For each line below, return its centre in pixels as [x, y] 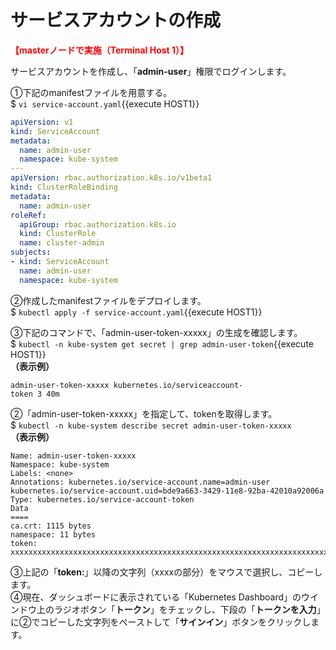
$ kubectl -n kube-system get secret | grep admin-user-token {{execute [162, 343]
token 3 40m [35, 394]
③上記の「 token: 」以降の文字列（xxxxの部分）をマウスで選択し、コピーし [166, 572]
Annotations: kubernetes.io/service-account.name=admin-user [140, 482]
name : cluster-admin [62, 243]
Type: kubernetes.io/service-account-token [102, 499]
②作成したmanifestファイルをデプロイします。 [108, 300]
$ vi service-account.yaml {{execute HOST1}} [105, 103]
